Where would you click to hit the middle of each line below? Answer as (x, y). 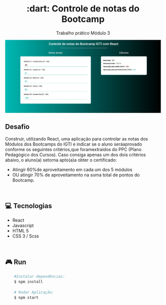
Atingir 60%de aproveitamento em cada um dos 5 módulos (72, 169)
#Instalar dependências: (40, 277)
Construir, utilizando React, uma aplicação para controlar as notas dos (77, 139)
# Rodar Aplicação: (34, 292)
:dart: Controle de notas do (83, 9)
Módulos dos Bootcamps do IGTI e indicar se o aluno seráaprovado (74, 144)
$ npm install (28, 282)
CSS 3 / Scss (26, 236)
